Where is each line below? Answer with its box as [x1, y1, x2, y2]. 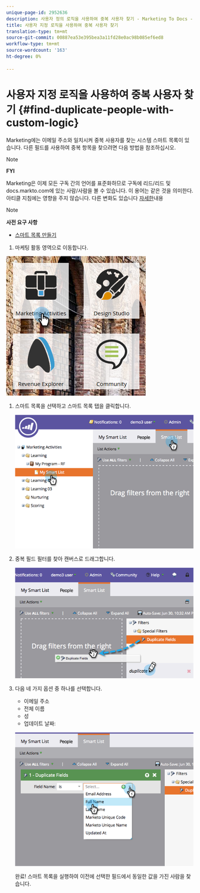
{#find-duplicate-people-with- [18, 103, 174, 116]
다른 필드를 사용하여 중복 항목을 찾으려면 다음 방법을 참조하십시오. [23, 143, 176, 151]
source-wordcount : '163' [6, 48, 68, 54]
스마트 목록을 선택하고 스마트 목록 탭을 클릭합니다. [14, 402, 131, 409]
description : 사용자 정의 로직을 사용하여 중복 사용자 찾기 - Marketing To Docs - [6, 15, 193, 22]
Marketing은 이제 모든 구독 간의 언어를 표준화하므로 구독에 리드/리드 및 [6, 179, 171, 187]
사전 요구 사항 [6, 218, 37, 225]
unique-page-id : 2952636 [6, 10, 68, 15]
